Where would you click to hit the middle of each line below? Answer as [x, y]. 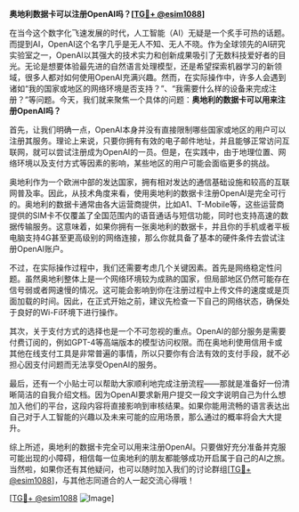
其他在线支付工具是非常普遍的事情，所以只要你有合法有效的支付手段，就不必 [149, 354]
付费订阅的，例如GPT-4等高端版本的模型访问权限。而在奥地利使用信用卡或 [146, 342]
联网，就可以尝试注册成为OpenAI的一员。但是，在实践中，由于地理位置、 [144, 152]
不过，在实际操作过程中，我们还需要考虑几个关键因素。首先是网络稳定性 [141, 268]
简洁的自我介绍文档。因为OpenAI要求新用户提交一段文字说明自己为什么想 [151, 394]
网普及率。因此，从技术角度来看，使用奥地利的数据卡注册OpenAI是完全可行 [148, 193]
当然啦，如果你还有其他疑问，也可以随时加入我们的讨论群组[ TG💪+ [130, 469]
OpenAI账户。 [42, 249]
